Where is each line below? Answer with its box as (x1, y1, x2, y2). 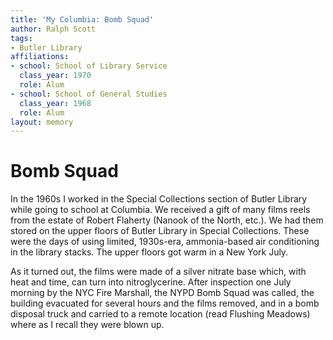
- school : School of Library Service (10, 61, 168, 71)
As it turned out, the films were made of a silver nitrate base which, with (10, 266, 307, 278)
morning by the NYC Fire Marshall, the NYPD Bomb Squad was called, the (10, 287, 315, 299)
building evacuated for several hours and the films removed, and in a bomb (10, 297, 320, 310)
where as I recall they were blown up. (10, 319, 165, 331)
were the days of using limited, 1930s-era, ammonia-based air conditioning (10, 236, 320, 248)
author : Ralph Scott (10, 24, 97, 34)
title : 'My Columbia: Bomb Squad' (10, 14, 155, 25)
